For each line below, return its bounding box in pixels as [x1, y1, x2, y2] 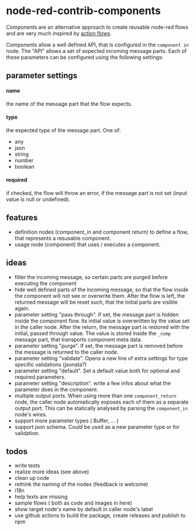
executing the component [14, 280, 77, 287]
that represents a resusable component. [14, 234, 111, 241]
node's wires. [14, 411, 47, 418]
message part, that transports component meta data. [14, 336, 142, 343]
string [14, 150, 29, 157]
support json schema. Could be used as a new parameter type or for [14, 423, 180, 430]
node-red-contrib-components [6, 4, 161, 18]
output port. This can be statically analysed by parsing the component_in [14, 404, 188, 412]
